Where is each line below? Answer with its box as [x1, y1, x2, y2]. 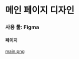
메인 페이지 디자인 [5, 4, 74, 16]
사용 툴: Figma [5, 23, 39, 30]
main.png [5, 48, 25, 54]
